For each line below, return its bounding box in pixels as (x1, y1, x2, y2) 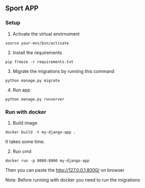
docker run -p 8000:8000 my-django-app (5, 158, 90, 163)
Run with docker (5, 108, 47, 116)
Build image (12, 120, 38, 126)
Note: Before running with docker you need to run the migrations (5, 177, 140, 183)
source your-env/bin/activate (5, 41, 69, 46)
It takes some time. (5, 138, 45, 144)
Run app (12, 87, 30, 93)
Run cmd (12, 148, 32, 154)
